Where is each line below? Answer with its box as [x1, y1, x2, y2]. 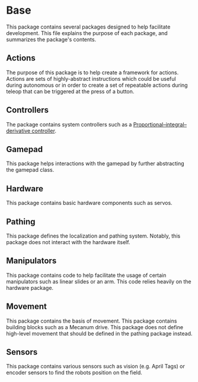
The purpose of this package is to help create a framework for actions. [6, 69, 179, 76]
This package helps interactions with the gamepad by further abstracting [6, 160, 185, 167]
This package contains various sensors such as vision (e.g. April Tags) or [6, 363, 185, 370]
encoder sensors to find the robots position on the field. [6, 369, 142, 376]
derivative [6, 127, 31, 134]
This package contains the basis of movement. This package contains [6, 317, 177, 324]
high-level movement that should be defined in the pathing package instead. [6, 330, 193, 337]
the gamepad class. [6, 166, 55, 173]
